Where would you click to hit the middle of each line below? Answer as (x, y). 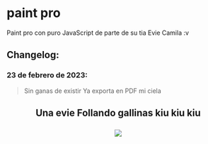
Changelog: (33, 55)
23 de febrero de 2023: (47, 75)
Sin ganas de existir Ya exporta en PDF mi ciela (93, 91)
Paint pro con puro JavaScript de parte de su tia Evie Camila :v (98, 33)
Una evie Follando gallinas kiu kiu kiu (118, 113)
